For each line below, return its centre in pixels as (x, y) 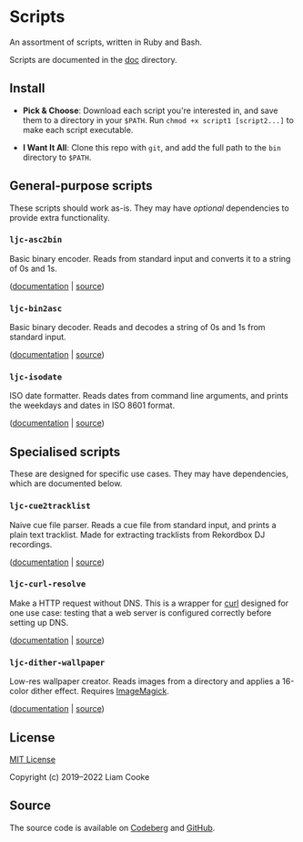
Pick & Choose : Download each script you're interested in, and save (151, 110)
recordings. (31, 544)
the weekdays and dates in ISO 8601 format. (92, 405)
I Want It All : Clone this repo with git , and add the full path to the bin (152, 147)
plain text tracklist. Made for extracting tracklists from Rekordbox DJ (137, 535)
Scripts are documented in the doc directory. (93, 59)
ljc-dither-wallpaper (57, 662)
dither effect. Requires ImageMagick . (100, 691)
